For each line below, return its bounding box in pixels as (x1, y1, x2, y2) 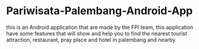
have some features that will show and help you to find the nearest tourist (6, 30, 187, 37)
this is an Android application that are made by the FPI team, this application (6, 24, 194, 31)
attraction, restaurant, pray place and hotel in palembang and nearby (6, 36, 176, 43)
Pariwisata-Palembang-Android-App (6, 4, 193, 18)
